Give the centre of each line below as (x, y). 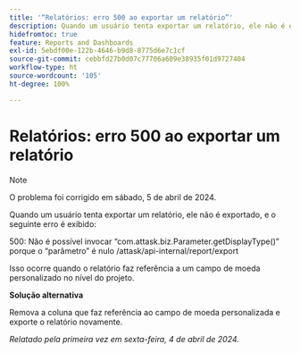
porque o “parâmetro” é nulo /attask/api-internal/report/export (124, 250)
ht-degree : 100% (39, 84)
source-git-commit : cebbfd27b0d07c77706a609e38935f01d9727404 (127, 59)
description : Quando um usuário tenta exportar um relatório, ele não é (147, 26)
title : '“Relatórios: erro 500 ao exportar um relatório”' (121, 17)
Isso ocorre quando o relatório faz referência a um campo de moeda (135, 268)
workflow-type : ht (43, 68)
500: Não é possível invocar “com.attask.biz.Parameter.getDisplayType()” (144, 241)
